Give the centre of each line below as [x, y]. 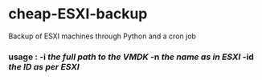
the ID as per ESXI [44, 66]
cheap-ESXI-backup [78, 14]
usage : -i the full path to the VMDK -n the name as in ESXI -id [131, 57]
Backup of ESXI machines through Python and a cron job [102, 36]
